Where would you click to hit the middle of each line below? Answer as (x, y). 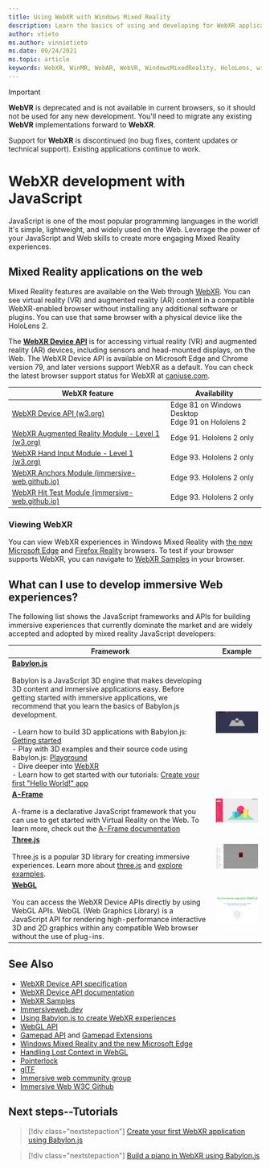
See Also (31, 964)
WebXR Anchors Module (52, 473)
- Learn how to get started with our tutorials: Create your (106, 775)
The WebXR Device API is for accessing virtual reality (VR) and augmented (133, 341)
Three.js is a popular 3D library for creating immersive (101, 857)
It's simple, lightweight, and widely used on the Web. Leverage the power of (134, 229)
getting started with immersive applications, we (90, 697)
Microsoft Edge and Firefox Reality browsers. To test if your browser (121, 551)
